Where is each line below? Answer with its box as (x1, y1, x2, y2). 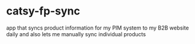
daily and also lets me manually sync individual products (6, 30, 146, 37)
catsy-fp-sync (6, 4, 80, 18)
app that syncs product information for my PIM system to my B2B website (6, 24, 190, 31)
